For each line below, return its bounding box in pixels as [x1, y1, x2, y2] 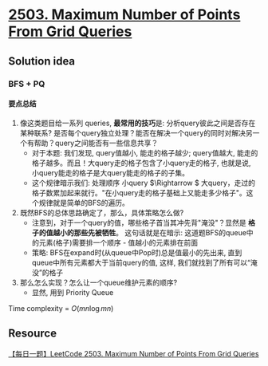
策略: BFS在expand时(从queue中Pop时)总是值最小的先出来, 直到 [31, 247, 242, 257]
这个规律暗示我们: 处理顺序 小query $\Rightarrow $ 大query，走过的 [31, 178, 255, 187]
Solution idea [8, 54, 76, 68]
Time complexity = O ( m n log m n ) [8, 303, 114, 313]
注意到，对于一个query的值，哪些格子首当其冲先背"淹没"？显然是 [31, 218, 247, 227]
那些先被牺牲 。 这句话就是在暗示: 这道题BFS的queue [73, 227, 247, 237]
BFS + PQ [8, 78, 45, 89]
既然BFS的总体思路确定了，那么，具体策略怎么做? [19, 207, 184, 217]
